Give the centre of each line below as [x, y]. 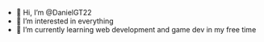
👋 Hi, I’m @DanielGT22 [54, 13]
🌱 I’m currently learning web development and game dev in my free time [136, 29]
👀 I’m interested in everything [65, 21]
